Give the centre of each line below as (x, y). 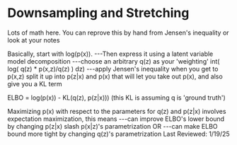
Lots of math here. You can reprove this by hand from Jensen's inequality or (118, 33)
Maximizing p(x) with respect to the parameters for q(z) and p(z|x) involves (117, 111)
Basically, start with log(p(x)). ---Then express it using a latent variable (110, 54)
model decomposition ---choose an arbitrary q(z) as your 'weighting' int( (114, 61)
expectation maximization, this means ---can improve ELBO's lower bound (116, 119)
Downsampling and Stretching (98, 13)
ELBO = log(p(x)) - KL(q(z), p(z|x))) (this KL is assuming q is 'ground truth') (117, 98)
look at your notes (34, 40)
